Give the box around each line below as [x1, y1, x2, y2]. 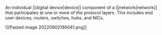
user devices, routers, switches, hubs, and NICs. [5, 15, 104, 20]
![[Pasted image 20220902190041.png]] [5, 24, 87, 30]
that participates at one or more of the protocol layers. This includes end [5, 10, 153, 16]
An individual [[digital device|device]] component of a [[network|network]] [5, 5, 158, 10]
